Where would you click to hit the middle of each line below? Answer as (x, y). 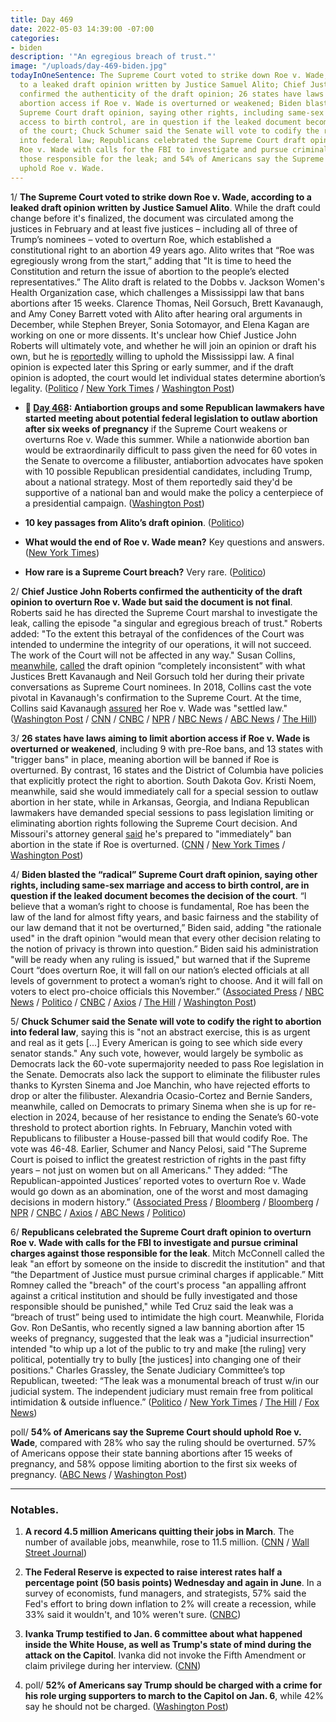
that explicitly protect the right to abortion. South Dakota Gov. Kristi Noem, (163, 780)
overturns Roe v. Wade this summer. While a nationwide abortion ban (167, 439)
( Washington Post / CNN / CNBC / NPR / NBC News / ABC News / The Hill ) (164, 718)
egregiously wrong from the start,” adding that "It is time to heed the (151, 260)
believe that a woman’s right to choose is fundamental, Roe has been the (160, 906)
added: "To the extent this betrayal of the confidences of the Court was (157, 633)
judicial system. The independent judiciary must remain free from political (161, 1391)
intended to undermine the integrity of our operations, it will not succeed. (161, 644)
